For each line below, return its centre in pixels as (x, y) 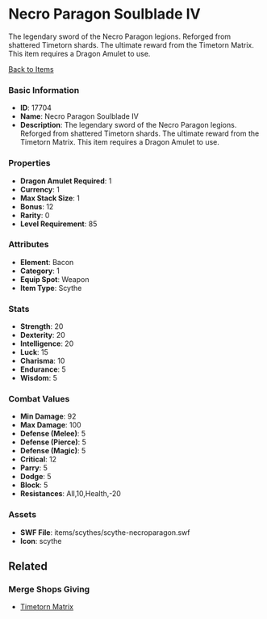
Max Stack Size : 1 (50, 198)
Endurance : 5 (43, 369)
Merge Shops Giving (49, 589)
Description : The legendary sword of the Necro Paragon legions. (128, 125)
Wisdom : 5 (39, 378)
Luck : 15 (34, 352)
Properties (29, 163)
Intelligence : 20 (47, 343)
